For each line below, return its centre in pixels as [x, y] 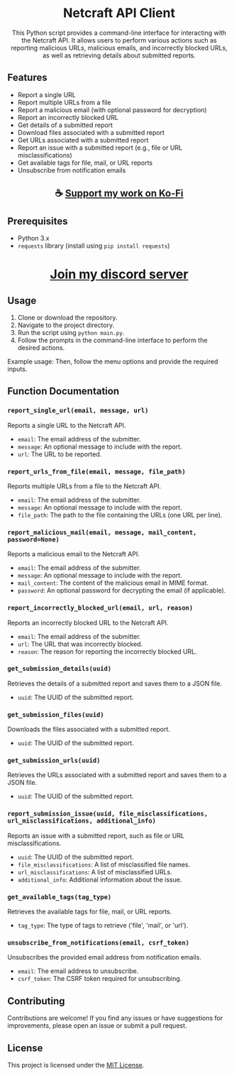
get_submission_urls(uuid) [54, 761]
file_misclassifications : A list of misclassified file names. [104, 864]
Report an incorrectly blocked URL [68, 117]
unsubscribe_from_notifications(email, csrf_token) [99, 943]
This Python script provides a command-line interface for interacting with [119, 33]
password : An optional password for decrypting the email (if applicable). [122, 591]
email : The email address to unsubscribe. [78, 971]
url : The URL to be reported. [60, 454]
